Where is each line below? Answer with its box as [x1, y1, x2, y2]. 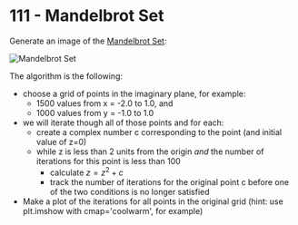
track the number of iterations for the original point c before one [49, 176, 289, 187]
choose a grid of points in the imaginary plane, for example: [22, 88, 246, 99]
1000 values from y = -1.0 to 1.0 [35, 107, 154, 118]
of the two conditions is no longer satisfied [49, 186, 211, 197]
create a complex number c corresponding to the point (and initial [35, 126, 283, 137]
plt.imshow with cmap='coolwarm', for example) [22, 205, 204, 216]
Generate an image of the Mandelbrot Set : [9, 35, 167, 46]
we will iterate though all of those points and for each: [22, 117, 224, 128]
